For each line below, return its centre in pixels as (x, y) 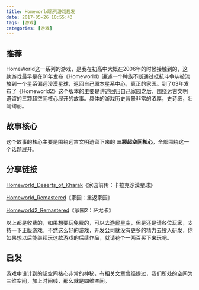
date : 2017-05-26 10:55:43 (39, 17)
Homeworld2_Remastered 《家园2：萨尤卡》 (60, 210)
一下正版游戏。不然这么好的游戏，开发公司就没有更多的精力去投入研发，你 (102, 230)
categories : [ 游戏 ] (29, 28)
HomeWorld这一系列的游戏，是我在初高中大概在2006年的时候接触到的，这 (97, 69)
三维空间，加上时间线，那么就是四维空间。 (58, 281)
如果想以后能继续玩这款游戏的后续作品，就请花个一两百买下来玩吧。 (89, 237)
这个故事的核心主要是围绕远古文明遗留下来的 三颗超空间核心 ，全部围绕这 (95, 141)
